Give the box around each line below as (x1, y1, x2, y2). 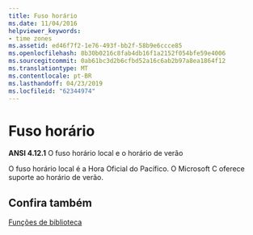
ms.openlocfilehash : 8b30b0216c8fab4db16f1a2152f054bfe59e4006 (8, 49, 226, 57)
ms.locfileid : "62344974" (8, 86, 95, 95)
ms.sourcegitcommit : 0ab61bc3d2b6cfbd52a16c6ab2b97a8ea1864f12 (8, 57, 226, 65)
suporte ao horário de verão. (8, 173, 103, 183)
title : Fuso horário (8, 11, 78, 20)
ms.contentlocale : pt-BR (8, 72, 92, 80)
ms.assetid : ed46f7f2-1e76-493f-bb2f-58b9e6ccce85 (8, 42, 183, 50)
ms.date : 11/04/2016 (8, 19, 78, 27)
